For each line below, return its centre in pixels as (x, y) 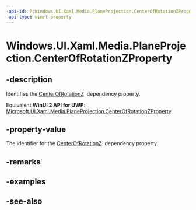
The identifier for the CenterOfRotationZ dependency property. (82, 143)
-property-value (36, 129)
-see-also (24, 202)
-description (29, 80)
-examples (26, 182)
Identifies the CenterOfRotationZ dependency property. (73, 93)
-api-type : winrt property (39, 17)
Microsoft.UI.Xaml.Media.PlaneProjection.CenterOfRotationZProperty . (90, 111)
